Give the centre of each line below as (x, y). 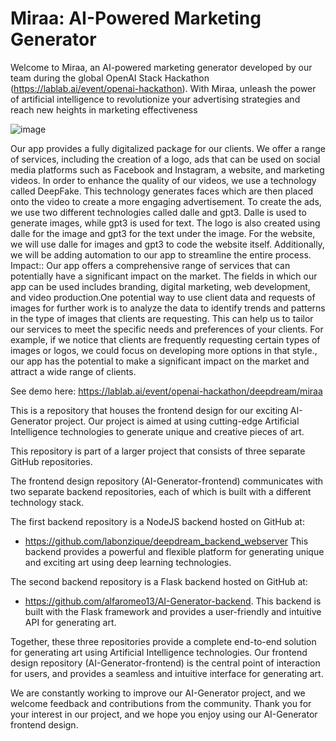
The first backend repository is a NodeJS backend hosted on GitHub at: (157, 521)
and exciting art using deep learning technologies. (128, 562)
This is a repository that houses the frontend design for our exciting (149, 410)
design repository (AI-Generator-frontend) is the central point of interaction (165, 663)
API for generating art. (70, 622)
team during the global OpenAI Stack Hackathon (110, 78)
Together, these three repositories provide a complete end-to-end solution (163, 641)
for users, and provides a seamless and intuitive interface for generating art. (167, 673)
